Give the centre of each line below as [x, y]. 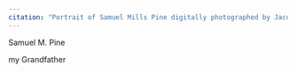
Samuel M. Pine [37, 42]
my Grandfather [37, 59]
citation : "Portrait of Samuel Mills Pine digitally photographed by [140, 17]
